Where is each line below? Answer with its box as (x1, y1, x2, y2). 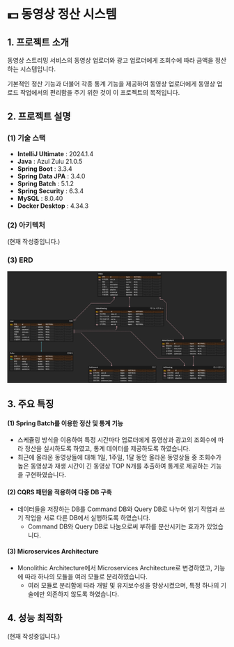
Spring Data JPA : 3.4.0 (17, 172, 86, 180)
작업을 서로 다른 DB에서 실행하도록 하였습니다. (24, 513, 151, 522)
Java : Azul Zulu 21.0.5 (17, 157, 83, 165)
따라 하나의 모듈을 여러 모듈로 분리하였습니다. (24, 572, 148, 581)
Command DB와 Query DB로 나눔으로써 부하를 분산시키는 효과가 (27, 522, 205, 531)
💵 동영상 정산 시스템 (7, 6, 117, 22)
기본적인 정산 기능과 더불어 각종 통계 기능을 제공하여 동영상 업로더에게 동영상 (7, 79, 216, 88)
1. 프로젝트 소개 (7, 36, 70, 48)
